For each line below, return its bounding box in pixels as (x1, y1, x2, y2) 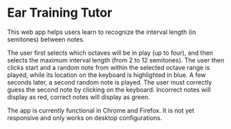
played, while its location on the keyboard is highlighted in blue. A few (7, 71, 206, 79)
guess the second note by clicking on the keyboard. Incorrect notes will (7, 85, 211, 94)
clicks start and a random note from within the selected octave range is (7, 63, 210, 71)
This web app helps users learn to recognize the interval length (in (7, 28, 196, 36)
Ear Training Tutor (7, 5, 113, 21)
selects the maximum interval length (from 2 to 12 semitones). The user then (7, 55, 225, 64)
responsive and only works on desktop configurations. (7, 113, 163, 122)
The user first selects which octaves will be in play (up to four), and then (7, 49, 213, 57)
